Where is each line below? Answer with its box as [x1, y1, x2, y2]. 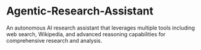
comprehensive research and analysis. [6, 37, 103, 44]
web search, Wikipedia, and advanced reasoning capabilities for [6, 30, 166, 37]
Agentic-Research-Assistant [6, 4, 154, 18]
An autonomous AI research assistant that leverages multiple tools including [6, 24, 195, 31]
